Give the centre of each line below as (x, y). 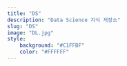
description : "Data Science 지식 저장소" (64, 20)
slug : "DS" (23, 26)
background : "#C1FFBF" (52, 45)
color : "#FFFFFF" (45, 52)
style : (17, 39)
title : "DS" (24, 13)
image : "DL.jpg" (30, 33)
